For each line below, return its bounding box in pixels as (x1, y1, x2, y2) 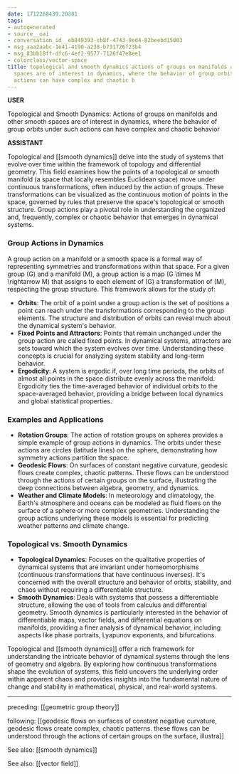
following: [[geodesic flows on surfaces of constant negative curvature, (7, 716, 217, 726)
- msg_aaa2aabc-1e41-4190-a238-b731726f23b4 (7, 43, 142, 51)
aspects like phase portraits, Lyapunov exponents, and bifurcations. (17, 631, 217, 640)
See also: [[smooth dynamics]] (7, 746, 97, 754)
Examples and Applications (7, 414, 105, 424)
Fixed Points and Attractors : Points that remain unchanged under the (17, 329, 222, 337)
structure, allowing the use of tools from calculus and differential (17, 600, 208, 609)
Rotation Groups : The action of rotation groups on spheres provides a (17, 430, 223, 439)
